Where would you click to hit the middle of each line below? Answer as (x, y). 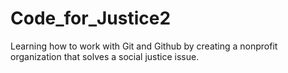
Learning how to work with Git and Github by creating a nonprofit (144, 46)
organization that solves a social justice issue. (105, 56)
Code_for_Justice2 (91, 18)
